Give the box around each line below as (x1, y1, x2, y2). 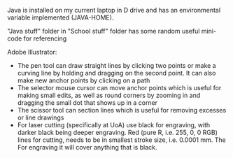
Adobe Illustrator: (7, 48, 57, 56)
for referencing (23, 34, 67, 43)
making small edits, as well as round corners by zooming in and (17, 91, 201, 99)
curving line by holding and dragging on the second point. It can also (17, 69, 216, 77)
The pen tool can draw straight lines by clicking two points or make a (17, 62, 216, 69)
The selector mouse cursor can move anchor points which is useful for (17, 84, 222, 92)
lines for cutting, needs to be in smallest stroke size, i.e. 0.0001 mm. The (17, 136, 226, 144)
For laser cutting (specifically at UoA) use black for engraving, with (17, 121, 211, 129)
